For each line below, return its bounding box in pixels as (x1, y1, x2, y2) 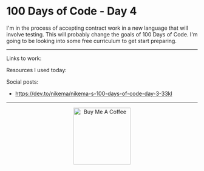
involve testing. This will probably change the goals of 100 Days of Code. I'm (6, 30, 198, 38)
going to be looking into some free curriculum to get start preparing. (6, 37, 177, 44)
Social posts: (6, 78, 39, 85)
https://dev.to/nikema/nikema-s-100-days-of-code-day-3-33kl (15, 90, 172, 97)
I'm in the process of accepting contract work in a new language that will (6, 24, 188, 32)
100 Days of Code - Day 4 (6, 4, 137, 18)
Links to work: (6, 55, 42, 62)
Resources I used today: (6, 66, 67, 73)
